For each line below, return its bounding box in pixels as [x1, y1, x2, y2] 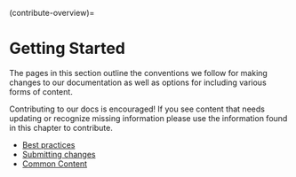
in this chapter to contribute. [9, 122, 114, 133]
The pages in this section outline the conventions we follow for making [9, 67, 268, 78]
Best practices [21, 139, 76, 150]
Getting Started [9, 39, 126, 58]
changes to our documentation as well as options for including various [9, 77, 267, 88]
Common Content [21, 158, 87, 169]
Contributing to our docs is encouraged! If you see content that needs [9, 104, 265, 114]
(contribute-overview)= [9, 8, 95, 18]
